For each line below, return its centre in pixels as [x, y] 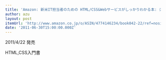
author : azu [17, 14]
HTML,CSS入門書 [23, 53]
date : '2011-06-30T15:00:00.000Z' [41, 28]
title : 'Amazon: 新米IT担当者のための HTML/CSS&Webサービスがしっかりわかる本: [81, 10]
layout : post [19, 19]
